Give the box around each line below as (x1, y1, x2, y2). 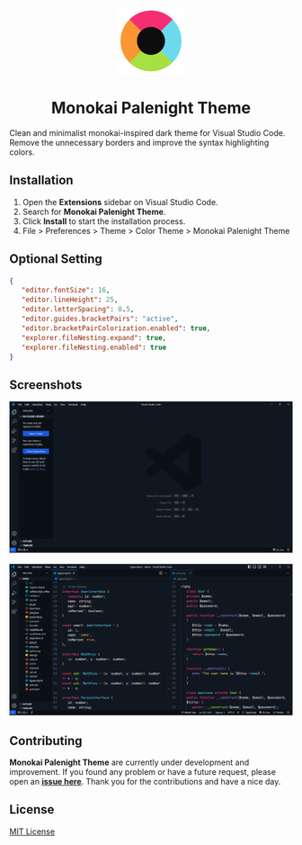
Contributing (9, 733, 83, 749)
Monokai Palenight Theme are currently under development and (9, 757, 250, 768)
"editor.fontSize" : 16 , (21, 286, 111, 295)
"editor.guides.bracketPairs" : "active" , (21, 314, 179, 324)
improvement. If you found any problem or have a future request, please (9, 767, 277, 778)
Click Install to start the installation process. (22, 215, 186, 227)
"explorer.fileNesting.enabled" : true (21, 343, 167, 352)
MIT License (9, 826, 56, 837)
